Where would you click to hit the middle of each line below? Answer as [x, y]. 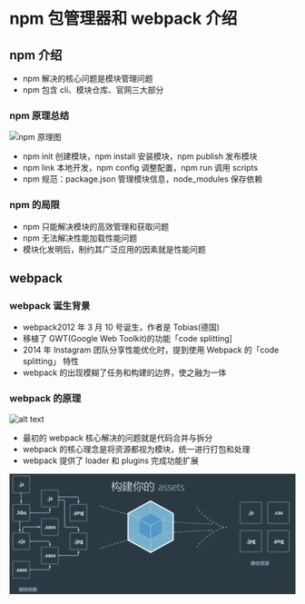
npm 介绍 [36, 55]
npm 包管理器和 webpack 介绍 [123, 19]
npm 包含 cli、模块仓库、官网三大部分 [93, 90]
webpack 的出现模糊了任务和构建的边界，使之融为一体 [124, 372]
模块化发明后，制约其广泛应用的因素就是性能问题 [114, 249]
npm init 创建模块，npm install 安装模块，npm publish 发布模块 [140, 156]
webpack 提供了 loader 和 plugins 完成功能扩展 [111, 460]
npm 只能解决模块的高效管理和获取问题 [96, 226]
